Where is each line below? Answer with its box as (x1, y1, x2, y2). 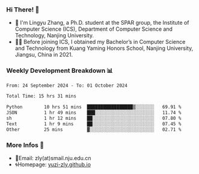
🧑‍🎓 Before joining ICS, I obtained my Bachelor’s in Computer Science (14, 39, 186, 46)
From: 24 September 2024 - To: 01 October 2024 (6, 82, 128, 89)
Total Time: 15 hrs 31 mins (6, 93, 77, 99)
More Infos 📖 (6, 141, 44, 149)
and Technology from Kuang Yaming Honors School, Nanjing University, (14, 45, 194, 52)
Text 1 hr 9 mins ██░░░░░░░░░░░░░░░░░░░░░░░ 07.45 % (6, 120, 182, 127)
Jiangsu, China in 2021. (14, 51, 73, 58)
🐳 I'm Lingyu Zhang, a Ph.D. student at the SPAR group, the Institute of (14, 19, 189, 26)
